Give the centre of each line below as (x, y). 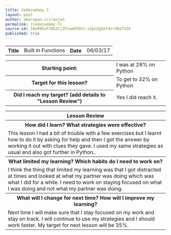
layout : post (19, 15)
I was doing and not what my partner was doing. (65, 188)
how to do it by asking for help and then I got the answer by (79, 139)
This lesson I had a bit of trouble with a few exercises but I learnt (85, 133)
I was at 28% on (136, 65)
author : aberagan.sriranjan (35, 19)
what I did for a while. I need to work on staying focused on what (85, 182)
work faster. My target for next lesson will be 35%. (68, 225)
